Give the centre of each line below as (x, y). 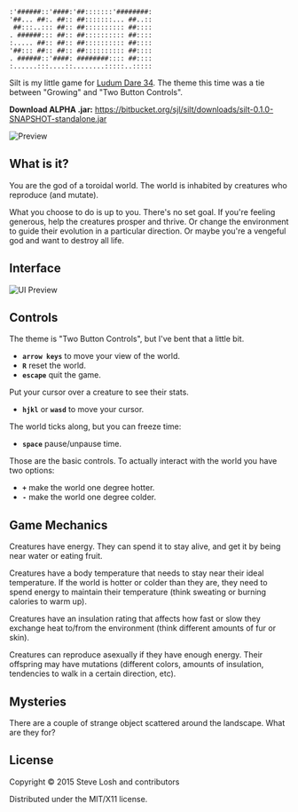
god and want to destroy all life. (67, 240)
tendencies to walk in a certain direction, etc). (93, 673)
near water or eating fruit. (56, 556)
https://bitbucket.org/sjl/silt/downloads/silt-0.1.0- (184, 109)
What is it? (39, 164)
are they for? (32, 733)
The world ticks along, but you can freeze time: (95, 426)
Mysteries (38, 701)
